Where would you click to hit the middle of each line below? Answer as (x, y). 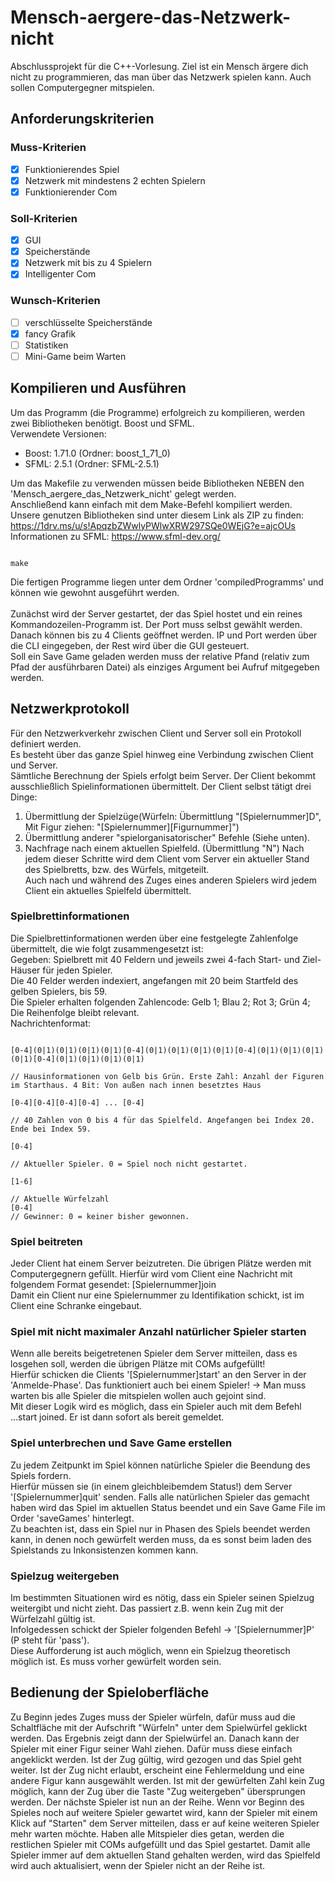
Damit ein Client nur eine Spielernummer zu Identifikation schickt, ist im (157, 1295)
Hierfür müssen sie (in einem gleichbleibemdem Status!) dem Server (151, 1486)
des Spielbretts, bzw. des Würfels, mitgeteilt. (117, 869)
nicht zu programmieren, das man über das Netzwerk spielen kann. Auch (161, 77)
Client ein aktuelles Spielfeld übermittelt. (108, 890)
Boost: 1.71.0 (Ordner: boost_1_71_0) (97, 453)
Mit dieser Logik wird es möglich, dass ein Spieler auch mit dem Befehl (156, 1407)
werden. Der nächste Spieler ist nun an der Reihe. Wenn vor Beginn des (157, 1802)
